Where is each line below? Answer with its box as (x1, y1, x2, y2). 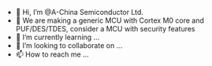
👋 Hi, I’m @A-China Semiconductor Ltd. (15, 8, 144, 16)
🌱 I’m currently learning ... (15, 32, 100, 42)
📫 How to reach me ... (15, 49, 89, 59)
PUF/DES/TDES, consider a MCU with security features (15, 24, 195, 33)
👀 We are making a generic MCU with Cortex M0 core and (15, 16, 205, 25)
